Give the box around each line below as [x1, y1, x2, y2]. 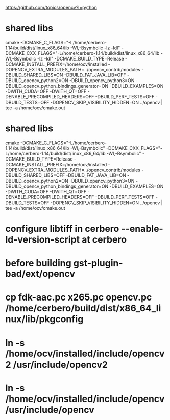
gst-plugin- [73, 257, 124, 269]
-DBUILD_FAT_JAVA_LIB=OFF [64, 72, 126, 78]
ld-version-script [5, 234, 80, 246]
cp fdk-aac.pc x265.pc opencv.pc [5, 292, 152, 303]
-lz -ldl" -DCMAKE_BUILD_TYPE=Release [37, 55, 124, 62]
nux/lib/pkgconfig [5, 313, 84, 325]
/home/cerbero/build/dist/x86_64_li [5, 303, 161, 314]
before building [5, 257, 71, 269]
